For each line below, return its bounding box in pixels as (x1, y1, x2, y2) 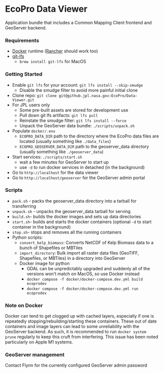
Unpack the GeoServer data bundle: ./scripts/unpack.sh (19, 122, 135, 128)
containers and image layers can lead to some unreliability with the (5, 324, 140, 329)
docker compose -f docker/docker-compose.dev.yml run (26, 286, 139, 291)
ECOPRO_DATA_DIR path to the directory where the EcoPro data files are (19, 133, 159, 139)
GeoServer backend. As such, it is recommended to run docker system (5, 329, 146, 335)
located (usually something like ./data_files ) (19, 138, 111, 144)
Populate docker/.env (12, 128, 56, 134)
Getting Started (5, 71, 42, 78)
